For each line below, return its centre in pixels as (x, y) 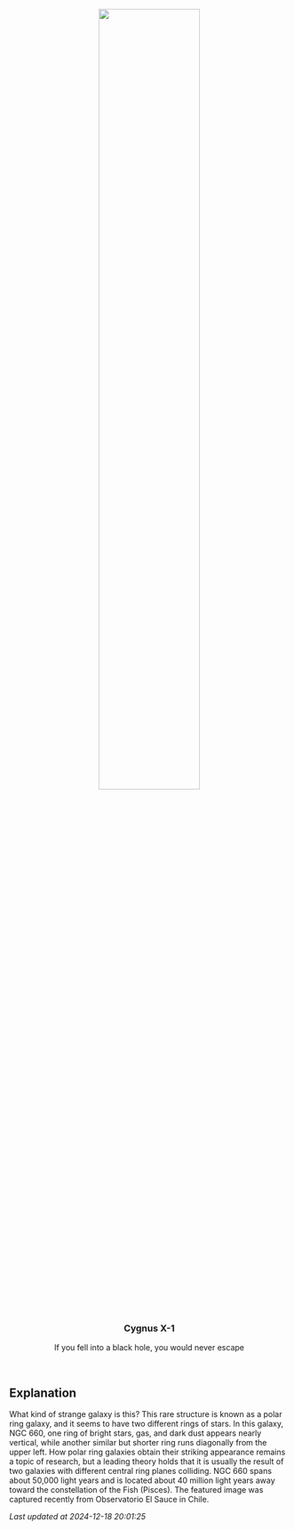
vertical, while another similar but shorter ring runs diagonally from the (138, 1443)
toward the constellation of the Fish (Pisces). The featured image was (136, 1490)
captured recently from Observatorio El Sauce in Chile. (109, 1500)
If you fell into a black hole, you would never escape (149, 1348)
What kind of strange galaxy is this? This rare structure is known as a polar (146, 1414)
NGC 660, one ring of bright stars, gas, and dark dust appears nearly (135, 1433)
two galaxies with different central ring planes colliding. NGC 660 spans (141, 1471)
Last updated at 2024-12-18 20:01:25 (78, 1517)
